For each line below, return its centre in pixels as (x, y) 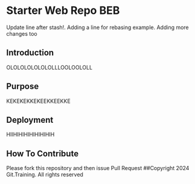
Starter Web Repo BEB (63, 11)
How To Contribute (43, 153)
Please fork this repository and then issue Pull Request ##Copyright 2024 (98, 168)
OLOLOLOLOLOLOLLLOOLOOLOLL (49, 67)
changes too (22, 33)
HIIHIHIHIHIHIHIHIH (30, 134)
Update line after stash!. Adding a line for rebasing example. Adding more (97, 27)
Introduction (30, 53)
